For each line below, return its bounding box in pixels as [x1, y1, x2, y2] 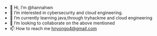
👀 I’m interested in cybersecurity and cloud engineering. [9, 10, 123, 16]
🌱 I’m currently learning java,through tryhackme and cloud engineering [9, 15, 153, 20]
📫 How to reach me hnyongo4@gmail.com [9, 26, 97, 31]
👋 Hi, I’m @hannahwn [9, 5, 53, 10]
